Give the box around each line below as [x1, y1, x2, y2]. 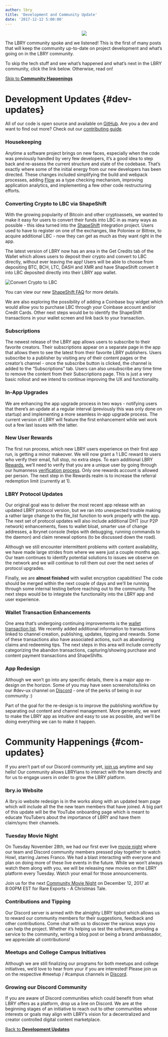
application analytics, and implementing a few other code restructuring [5, 182, 151, 188]
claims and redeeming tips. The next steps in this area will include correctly [5, 642, 161, 648]
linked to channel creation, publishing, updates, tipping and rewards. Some [5, 631, 160, 637]
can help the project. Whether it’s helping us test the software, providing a [5, 926, 158, 932]
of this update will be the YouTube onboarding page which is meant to [5, 809, 150, 815]
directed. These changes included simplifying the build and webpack [5, 171, 148, 177]
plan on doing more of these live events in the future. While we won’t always [5, 860, 163, 866]
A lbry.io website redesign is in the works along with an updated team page [5, 798, 160, 804]
